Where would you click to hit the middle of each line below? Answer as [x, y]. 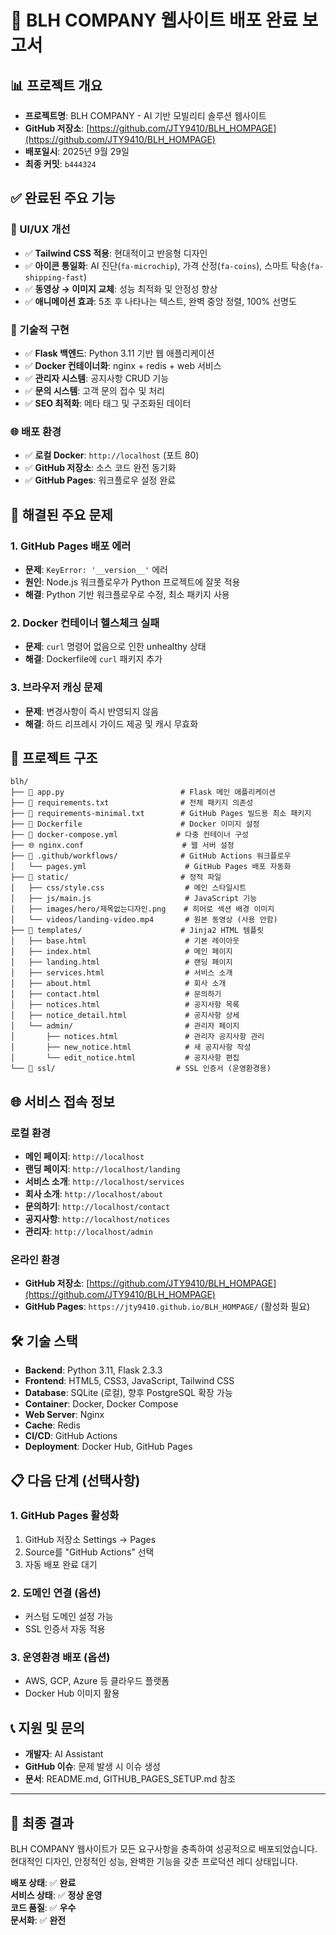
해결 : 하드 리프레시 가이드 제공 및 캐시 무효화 [111, 723]
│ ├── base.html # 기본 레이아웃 [125, 941]
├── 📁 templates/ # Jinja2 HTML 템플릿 [137, 931]
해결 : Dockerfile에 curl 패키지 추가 [93, 659]
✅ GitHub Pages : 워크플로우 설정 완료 [100, 480]
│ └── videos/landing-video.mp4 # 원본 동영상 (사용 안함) [144, 920]
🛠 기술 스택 [44, 1341]
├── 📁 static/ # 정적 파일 [116, 877]
